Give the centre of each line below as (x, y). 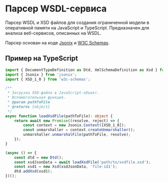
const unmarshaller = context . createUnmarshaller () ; (79, 130)
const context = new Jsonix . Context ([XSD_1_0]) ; (75, 125)
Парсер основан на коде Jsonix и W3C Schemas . (57, 42)
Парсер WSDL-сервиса (56, 9)
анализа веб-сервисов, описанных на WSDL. (53, 33)
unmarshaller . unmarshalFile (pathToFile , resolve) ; (77, 135)
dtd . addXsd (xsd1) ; (33, 172)
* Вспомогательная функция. (36, 98)
